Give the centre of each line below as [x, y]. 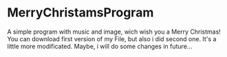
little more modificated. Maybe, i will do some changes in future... [100, 46]
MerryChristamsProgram [80, 13]
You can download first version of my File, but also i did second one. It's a [112, 38]
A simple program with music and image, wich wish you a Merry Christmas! [114, 32]
